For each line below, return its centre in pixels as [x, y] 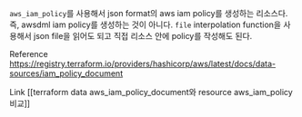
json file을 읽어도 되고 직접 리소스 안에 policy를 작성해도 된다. [143, 36]
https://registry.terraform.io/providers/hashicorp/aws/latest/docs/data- [142, 63]
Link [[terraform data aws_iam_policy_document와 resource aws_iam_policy [151, 92]
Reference [29, 54]
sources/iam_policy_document [66, 73]
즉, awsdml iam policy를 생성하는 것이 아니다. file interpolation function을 [146, 24]
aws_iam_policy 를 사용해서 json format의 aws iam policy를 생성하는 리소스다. [149, 13]
